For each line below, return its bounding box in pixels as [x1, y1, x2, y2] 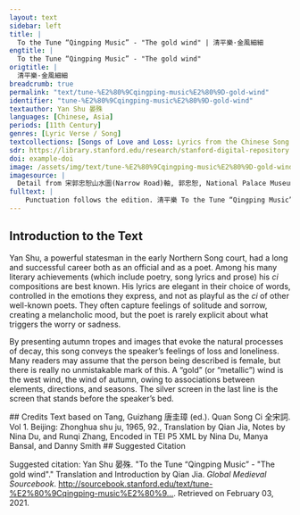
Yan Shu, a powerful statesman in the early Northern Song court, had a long [9, 252, 288, 263]
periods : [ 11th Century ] [9, 121, 102, 130]
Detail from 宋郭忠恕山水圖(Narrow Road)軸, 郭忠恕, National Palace [17, 179, 267, 188]
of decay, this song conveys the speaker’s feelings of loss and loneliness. [9, 345, 279, 356]
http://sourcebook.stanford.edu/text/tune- [57, 478, 213, 489]
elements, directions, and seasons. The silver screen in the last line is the [9, 383, 279, 394]
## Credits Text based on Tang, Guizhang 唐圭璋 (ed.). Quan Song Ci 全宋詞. [9, 411, 291, 422]
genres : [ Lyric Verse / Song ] [9, 129, 122, 138]
